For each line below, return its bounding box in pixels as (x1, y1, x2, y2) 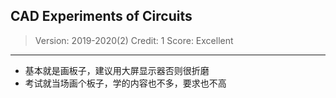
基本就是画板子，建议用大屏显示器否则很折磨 (24, 64, 210, 76)
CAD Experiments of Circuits (10, 8, 193, 25)
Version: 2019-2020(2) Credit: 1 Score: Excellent (34, 34, 234, 46)
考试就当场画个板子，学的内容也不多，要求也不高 (24, 77, 227, 89)
